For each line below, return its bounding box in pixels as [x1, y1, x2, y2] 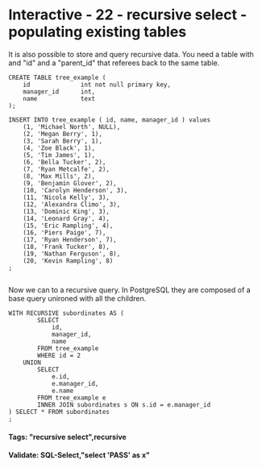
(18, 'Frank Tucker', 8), [23, 242, 110, 251]
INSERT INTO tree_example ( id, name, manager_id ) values [8, 115, 211, 124]
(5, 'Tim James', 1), [23, 151, 95, 159]
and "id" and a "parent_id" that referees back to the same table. [8, 58, 220, 68]
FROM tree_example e [37, 393, 106, 402]
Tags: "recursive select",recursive [8, 432, 127, 441]
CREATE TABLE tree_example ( [8, 73, 106, 81]
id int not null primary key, [23, 81, 172, 89]
